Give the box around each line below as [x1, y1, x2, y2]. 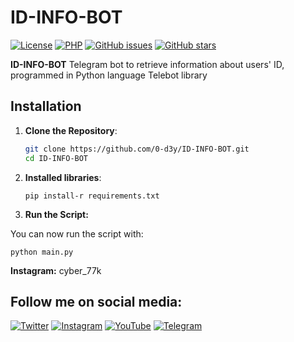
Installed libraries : [24, 171, 102, 183]
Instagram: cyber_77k [10, 264, 102, 276]
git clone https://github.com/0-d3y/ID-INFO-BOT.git [24, 144, 250, 154]
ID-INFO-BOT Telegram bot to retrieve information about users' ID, [10, 58, 285, 70]
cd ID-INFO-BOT [24, 153, 89, 163]
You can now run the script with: [10, 227, 144, 240]
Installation [10, 98, 82, 115]
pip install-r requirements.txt [24, 191, 160, 201]
